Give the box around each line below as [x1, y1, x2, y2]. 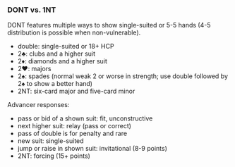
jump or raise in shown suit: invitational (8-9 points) [17, 144, 167, 153]
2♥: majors [17, 65, 52, 73]
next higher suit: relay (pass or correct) [17, 122, 132, 130]
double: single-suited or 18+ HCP [17, 42, 114, 51]
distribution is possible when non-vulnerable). [7, 28, 141, 37]
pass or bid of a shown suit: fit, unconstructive [17, 114, 153, 123]
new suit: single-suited [17, 137, 84, 145]
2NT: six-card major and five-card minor [17, 87, 135, 96]
